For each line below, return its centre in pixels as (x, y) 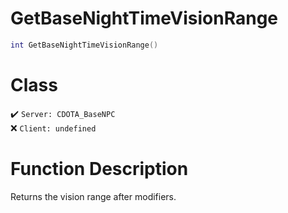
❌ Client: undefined (53, 128)
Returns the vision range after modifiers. (93, 196)
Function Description (99, 168)
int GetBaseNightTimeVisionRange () (84, 45)
